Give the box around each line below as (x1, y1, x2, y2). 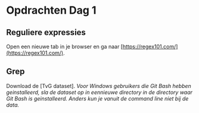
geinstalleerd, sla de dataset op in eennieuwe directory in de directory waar (6, 89, 192, 96)
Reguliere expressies (6, 27, 86, 37)
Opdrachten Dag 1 (6, 4, 97, 17)
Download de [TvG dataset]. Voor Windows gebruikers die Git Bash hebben (6, 82, 192, 89)
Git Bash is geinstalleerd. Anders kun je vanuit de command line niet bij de (6, 95, 189, 102)
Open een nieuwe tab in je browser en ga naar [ (6, 43, 123, 50)
